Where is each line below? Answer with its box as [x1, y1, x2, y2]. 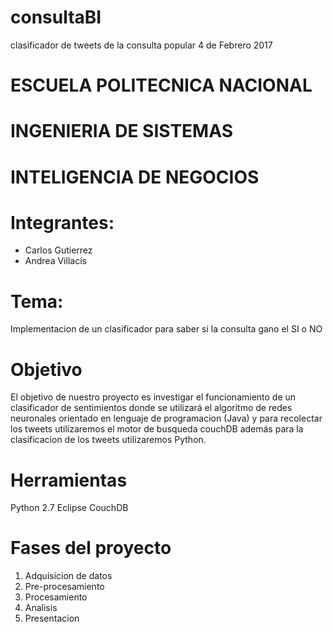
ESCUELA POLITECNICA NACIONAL [10, 74, 313, 97]
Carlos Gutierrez [24, 244, 93, 256]
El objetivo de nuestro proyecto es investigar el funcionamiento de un [10, 391, 297, 403]
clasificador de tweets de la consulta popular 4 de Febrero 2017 [10, 39, 273, 51]
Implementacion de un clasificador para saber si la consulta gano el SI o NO [10, 323, 323, 335]
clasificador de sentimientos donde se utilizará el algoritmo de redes [10, 402, 293, 414]
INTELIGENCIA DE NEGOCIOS [10, 166, 260, 188]
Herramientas [10, 469, 128, 491]
